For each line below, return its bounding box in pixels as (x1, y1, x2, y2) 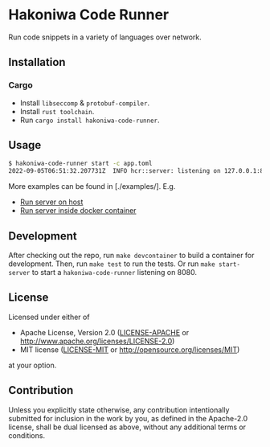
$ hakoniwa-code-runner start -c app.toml (8, 159, 153, 168)
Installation (8, 55, 66, 69)
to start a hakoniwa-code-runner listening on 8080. (31, 268, 198, 277)
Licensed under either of (8, 312, 90, 322)
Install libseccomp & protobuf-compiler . (19, 98, 150, 108)
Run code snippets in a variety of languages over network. (8, 32, 202, 42)
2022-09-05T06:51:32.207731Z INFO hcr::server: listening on (8, 167, 221, 175)
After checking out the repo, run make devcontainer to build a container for (8, 251, 255, 260)
